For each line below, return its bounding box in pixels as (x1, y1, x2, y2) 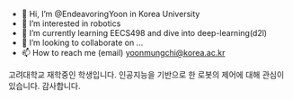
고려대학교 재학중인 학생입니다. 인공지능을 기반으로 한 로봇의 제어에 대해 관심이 (8, 69, 285, 80)
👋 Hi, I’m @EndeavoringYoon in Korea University (21, 9, 200, 19)
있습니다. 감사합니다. (8, 81, 81, 91)
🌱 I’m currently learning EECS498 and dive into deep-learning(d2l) (21, 28, 267, 38)
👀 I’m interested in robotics (21, 18, 121, 29)
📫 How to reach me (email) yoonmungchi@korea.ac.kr (21, 48, 226, 58)
